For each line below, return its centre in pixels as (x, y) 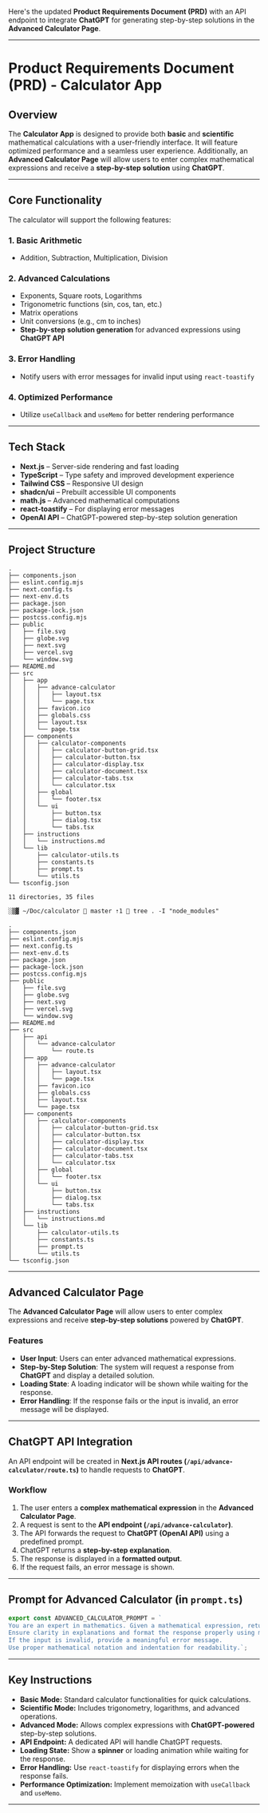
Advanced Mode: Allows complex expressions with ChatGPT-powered (137, 1724)
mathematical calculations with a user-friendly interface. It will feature (123, 142)
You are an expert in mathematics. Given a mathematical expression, (126, 1625)
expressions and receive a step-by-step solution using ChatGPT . (116, 168)
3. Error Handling (42, 359)
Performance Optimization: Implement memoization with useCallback (135, 1784)
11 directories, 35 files (51, 897)
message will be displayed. (64, 1409)
